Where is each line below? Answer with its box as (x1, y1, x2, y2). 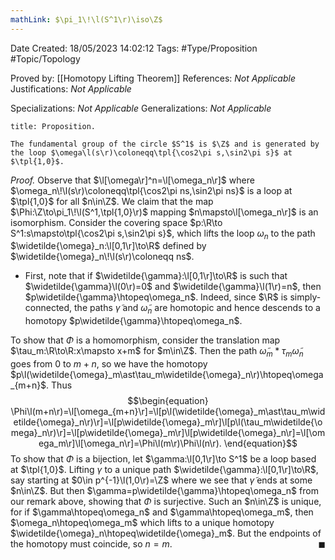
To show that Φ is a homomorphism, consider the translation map (10, 334, 281, 346)
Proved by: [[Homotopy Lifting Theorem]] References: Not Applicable (10, 72, 296, 84)
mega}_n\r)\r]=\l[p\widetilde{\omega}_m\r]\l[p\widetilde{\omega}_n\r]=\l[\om (10, 427, 326, 439)
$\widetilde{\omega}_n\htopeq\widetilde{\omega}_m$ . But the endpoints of (10, 527, 322, 540)
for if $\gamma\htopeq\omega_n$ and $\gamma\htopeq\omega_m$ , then (10, 506, 314, 518)
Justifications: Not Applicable (10, 82, 132, 95)
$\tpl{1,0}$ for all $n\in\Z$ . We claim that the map (10, 195, 214, 207)
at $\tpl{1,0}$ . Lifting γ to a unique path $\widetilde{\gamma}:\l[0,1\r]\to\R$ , (10, 464, 319, 476)
